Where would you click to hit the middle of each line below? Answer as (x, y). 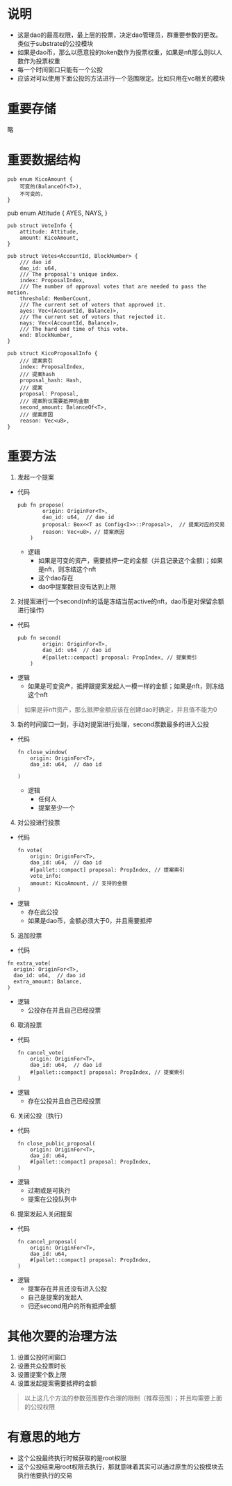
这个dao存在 (56, 578)
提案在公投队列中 (52, 1199)
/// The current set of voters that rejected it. (93, 317)
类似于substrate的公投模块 (55, 43)
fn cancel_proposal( (47, 1241)
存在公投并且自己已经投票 (64, 1101)
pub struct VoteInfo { (40, 226)
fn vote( (30, 850)
